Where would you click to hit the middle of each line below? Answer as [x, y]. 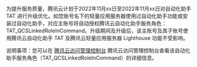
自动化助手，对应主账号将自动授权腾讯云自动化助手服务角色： [91, 23]
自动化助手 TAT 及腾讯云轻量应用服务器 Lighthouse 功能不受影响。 [107, 38]
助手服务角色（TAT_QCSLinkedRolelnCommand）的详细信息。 [82, 58]
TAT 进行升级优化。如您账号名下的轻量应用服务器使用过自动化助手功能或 [95, 16]
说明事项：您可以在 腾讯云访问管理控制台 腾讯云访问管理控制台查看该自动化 [98, 51]
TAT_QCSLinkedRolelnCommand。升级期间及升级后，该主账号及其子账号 [95, 31]
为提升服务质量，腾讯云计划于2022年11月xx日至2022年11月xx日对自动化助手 [99, 9]
